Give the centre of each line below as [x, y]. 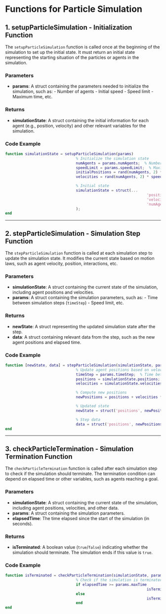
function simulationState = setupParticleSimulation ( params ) [69, 154]
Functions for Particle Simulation [74, 9]
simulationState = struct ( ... [107, 191]
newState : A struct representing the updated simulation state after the [84, 326]
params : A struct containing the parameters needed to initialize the [81, 86]
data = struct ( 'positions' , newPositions [119, 424]
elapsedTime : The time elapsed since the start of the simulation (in [81, 518]
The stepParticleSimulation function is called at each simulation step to [79, 253]
